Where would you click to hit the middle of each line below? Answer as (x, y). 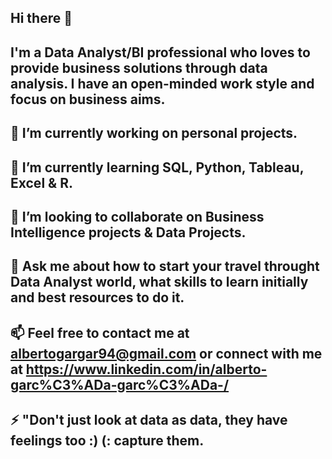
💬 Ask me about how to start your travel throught (165, 266)
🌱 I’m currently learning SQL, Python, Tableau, (157, 167)
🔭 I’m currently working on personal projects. (154, 133)
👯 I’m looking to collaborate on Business (137, 216)
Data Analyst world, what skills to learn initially (159, 282)
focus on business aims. (88, 99)
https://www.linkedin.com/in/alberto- (146, 369)
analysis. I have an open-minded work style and (162, 83)
